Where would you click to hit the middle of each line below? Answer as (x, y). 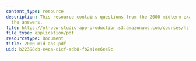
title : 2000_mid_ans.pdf (36, 44)
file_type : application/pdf (40, 33)
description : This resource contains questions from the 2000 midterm (94, 17)
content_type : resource (35, 11)
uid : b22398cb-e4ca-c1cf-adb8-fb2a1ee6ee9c (60, 49)
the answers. (27, 22)
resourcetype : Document (35, 38)
